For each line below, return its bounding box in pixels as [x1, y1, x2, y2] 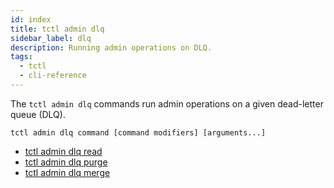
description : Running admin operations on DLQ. [10, 42, 213, 53]
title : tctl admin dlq [10, 24, 105, 34]
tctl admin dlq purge [24, 156, 108, 168]
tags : [10, 52, 33, 62]
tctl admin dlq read [24, 145, 103, 157]
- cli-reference [19, 71, 87, 81]
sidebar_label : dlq [10, 33, 92, 43]
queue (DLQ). [10, 108, 66, 120]
